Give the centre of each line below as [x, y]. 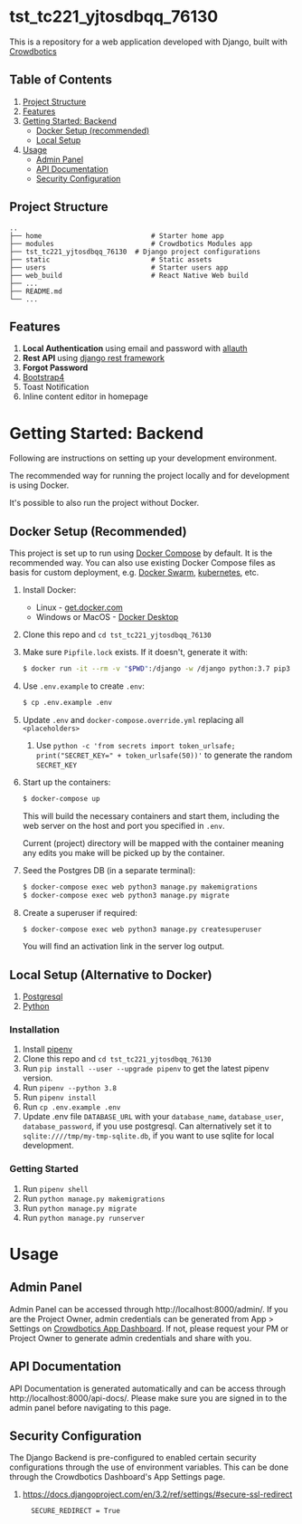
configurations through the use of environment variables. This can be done [149, 1467]
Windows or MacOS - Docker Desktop [107, 617]
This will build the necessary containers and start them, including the [151, 815]
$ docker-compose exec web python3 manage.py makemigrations [140, 887]
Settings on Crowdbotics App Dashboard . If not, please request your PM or [149, 1329]
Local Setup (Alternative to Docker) [111, 975]
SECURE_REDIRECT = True [75, 1511]
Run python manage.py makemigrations [94, 1198]
